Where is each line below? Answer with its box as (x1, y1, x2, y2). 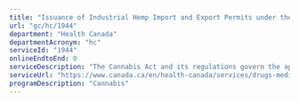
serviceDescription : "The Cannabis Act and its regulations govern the (9, 63, 280, 72)
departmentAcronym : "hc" (9, 37, 101, 47)
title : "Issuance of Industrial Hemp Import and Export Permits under (9, 12, 277, 22)
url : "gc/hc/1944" (9, 21, 77, 30)
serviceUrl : (9, 71, 53, 80)
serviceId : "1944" (9, 46, 77, 55)
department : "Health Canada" (9, 29, 117, 38)
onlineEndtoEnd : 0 (9, 54, 77, 63)
